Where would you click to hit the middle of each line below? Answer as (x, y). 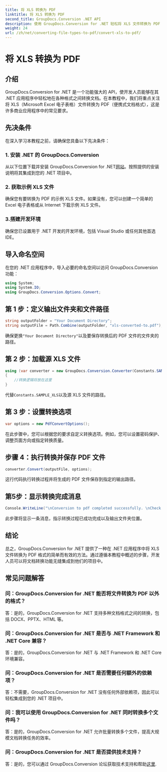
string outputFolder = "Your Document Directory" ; (59, 321)
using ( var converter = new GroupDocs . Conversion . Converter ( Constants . (81, 371)
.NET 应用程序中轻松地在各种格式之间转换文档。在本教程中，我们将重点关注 (83, 98)
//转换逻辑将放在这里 (33, 380)
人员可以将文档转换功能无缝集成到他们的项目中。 (55, 561)
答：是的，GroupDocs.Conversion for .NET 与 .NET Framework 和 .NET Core (83, 652)
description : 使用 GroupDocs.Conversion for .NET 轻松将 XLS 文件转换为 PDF (83, 24)
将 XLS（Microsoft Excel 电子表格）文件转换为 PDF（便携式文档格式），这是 (83, 104)
